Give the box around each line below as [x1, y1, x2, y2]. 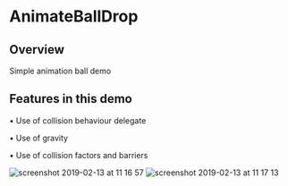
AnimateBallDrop [9, 6, 139, 27]
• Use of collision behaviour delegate [9, 114, 147, 126]
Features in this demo [9, 91, 132, 106]
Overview [9, 42, 65, 57]
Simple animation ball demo [9, 65, 112, 76]
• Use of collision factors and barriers [9, 149, 148, 160]
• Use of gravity [9, 132, 69, 143]
